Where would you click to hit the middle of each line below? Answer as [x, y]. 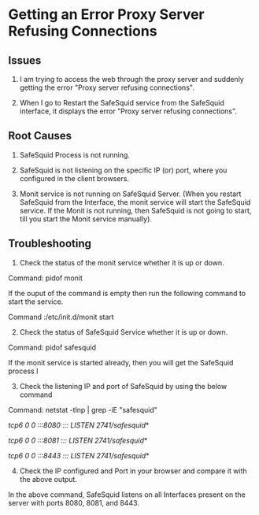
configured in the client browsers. [74, 178]
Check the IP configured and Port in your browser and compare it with [133, 471]
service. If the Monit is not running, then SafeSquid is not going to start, [135, 210]
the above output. [48, 479]
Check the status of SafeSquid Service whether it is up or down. [124, 332]
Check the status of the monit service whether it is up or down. [122, 262]
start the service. [36, 302]
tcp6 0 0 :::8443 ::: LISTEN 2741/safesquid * [79, 455]
